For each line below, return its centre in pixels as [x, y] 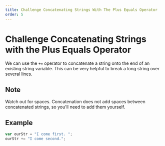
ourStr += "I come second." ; [35, 139]
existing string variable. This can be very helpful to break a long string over [82, 69]
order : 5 [14, 14]
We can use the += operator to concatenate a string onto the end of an [77, 63]
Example [19, 123]
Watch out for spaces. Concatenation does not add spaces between [75, 102]
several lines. [19, 74]
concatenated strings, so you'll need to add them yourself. [65, 107]
